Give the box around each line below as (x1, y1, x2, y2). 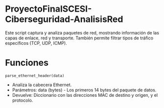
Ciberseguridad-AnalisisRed (5, 14, 123, 25)
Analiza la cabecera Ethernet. (12, 82, 72, 88)
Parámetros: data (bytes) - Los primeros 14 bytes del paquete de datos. (12, 87, 157, 93)
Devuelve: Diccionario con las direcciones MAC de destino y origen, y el (12, 92, 158, 98)
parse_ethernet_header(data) (5, 73, 65, 78)
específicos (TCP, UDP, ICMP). (5, 40, 67, 46)
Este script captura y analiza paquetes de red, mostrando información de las (5, 30, 159, 36)
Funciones (5, 57, 49, 69)
